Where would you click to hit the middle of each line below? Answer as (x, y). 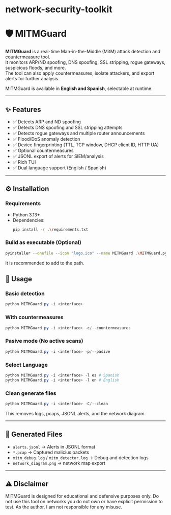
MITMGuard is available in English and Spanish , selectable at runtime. (79, 88)
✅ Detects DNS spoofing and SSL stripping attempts (68, 127)
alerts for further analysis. (32, 79)
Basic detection (25, 294)
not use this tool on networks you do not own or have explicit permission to (84, 502)
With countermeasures (34, 317)
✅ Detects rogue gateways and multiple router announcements (79, 133)
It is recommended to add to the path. (45, 263)
